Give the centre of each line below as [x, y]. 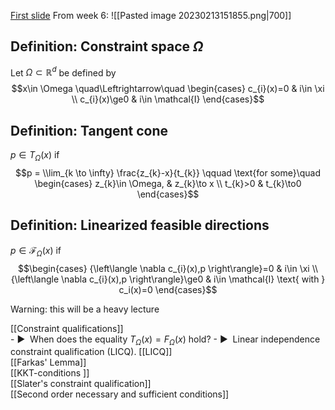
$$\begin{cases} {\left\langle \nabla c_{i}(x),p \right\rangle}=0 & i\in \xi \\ [168, 268]
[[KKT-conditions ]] [50, 373]
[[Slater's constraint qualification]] [81, 384]
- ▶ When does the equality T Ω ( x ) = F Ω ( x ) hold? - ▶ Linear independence [165, 340]
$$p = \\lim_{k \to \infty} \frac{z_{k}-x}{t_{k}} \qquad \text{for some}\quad [168, 173]
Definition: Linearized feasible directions [140, 225]
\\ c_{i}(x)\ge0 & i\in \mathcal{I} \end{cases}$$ [168, 99]
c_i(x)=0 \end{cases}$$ [168, 289]
